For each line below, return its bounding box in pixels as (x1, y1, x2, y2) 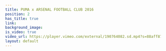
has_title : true (5, 16, 39, 21)
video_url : (5, 34, 28, 39)
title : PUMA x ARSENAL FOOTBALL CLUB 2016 (5, 7, 94, 12)
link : (5, 20, 16, 26)
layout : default (5, 39, 39, 44)
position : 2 (5, 12, 30, 17)
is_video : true (5, 30, 37, 34)
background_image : (5, 25, 43, 30)
